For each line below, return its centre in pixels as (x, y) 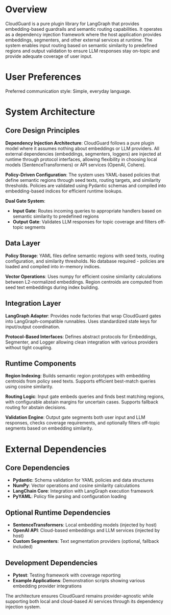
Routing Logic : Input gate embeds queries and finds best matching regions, (85, 397)
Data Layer (23, 243)
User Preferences (43, 77)
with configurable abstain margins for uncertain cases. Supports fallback (82, 402)
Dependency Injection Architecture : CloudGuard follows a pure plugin (80, 143)
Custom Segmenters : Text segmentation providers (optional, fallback (86, 541)
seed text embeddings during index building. (52, 287)
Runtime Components (41, 363)
